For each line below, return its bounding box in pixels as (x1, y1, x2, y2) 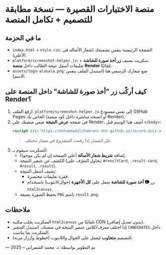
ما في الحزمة (5, 34, 41, 42)
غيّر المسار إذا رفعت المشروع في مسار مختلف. (24, 137, 112, 143)
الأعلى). (12, 52, 27, 58)
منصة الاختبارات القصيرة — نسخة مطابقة (5, 3, 155, 15)
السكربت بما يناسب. (12, 229, 50, 235)
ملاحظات (5, 205, 31, 214)
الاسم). (12, 73, 26, 79)
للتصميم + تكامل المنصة (5, 14, 93, 25)
